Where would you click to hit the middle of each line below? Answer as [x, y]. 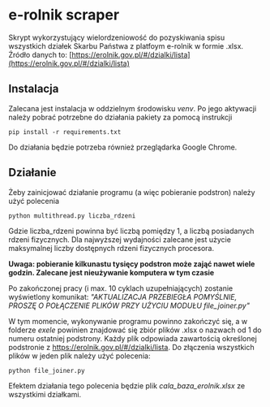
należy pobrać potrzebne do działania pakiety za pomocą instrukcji [120, 117]
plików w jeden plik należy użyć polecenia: [79, 356]
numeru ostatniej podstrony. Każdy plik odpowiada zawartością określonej [133, 338]
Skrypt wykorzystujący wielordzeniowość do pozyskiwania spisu [117, 37]
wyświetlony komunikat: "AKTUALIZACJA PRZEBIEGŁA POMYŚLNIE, [123, 297]
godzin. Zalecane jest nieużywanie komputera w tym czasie [111, 272]
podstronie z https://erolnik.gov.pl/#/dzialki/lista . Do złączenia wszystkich [132, 347]
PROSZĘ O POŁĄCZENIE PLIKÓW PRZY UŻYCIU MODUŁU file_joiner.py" [129, 305]
